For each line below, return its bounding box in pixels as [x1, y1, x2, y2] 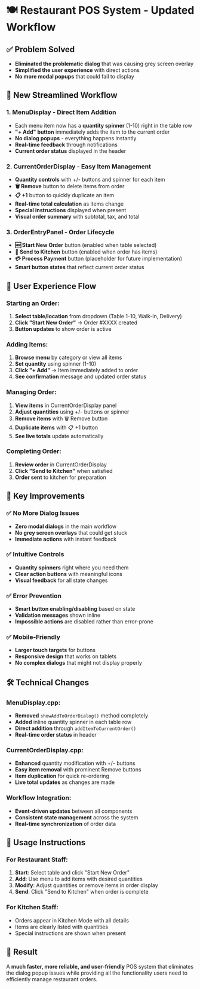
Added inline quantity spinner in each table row [14, 719, 132, 726]
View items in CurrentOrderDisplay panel [14, 402, 117, 409]
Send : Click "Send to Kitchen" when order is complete [14, 888, 149, 895]
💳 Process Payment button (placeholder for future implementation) [14, 255, 183, 263]
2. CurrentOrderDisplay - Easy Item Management [6, 162, 151, 170]
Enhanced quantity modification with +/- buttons [14, 759, 136, 767]
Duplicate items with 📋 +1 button [14, 424, 99, 431]
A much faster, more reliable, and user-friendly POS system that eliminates [6, 963, 194, 970]
